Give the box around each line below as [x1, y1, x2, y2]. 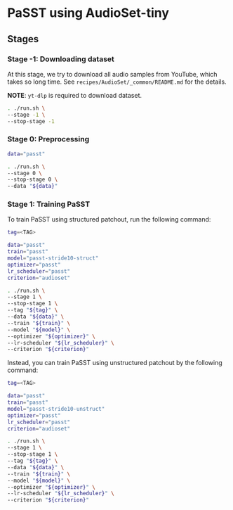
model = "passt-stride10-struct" [7, 255, 99, 262]
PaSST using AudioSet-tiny [7, 5, 170, 21]
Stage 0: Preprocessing [7, 134, 90, 144]
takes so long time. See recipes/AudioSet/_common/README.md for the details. [7, 77, 227, 86]
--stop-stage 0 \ [7, 176, 58, 184]
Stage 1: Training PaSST [7, 199, 91, 209]
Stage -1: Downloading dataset [7, 54, 114, 64]
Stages [7, 33, 39, 45]
